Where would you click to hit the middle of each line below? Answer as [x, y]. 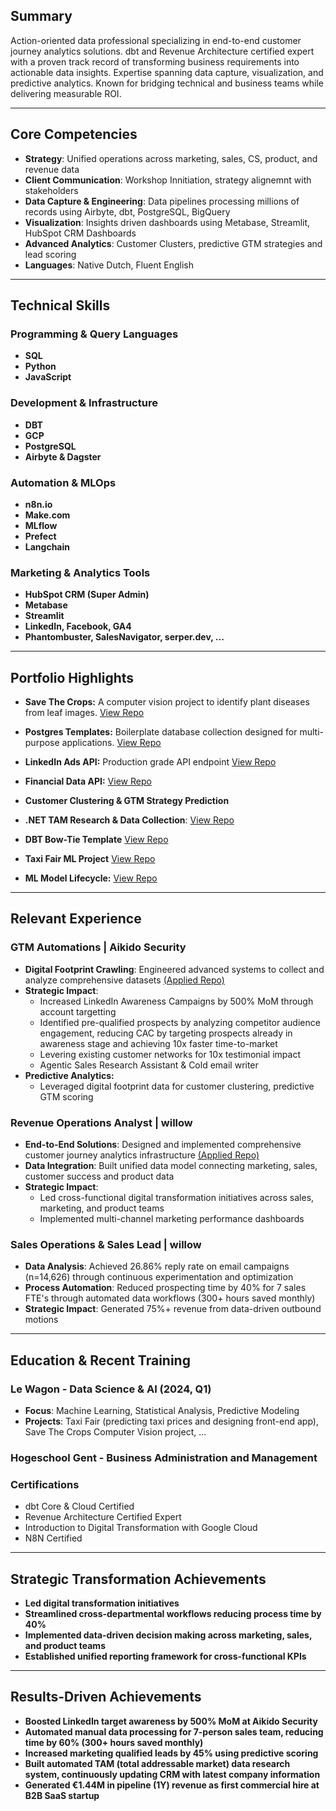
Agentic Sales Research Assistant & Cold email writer [149, 1065]
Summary [41, 16]
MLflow [41, 525]
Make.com [47, 515]
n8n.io [38, 504]
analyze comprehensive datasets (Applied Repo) [124, 980]
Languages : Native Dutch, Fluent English [109, 265]
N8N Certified [53, 1538]
